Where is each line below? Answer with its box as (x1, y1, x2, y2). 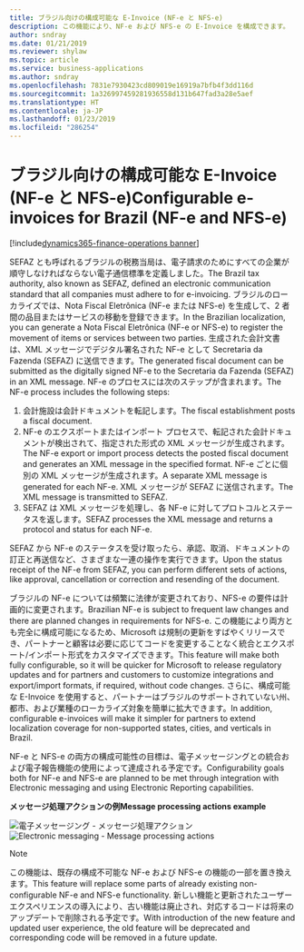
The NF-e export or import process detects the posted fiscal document (22, 447, 289, 459)
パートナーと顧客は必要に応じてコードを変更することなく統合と (25, 638, 263, 649)
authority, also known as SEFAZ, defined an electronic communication (9, 278, 271, 289)
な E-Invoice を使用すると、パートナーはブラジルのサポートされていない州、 (9, 691, 295, 702)
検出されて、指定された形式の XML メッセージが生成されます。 (54, 437, 289, 448)
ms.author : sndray (9, 73, 79, 82)
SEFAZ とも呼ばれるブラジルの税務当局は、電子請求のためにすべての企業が (9, 256, 290, 267)
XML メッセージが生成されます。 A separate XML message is (40, 470, 268, 481)
